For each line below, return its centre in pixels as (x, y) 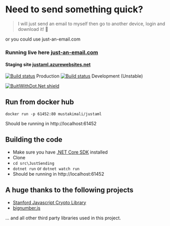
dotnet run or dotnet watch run (46, 168)
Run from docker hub (40, 102)
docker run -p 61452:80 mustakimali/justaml (54, 114)
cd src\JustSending (34, 163)
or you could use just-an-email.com (43, 39)
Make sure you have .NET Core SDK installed (60, 152)
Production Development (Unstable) (90, 76)
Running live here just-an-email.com (52, 52)
